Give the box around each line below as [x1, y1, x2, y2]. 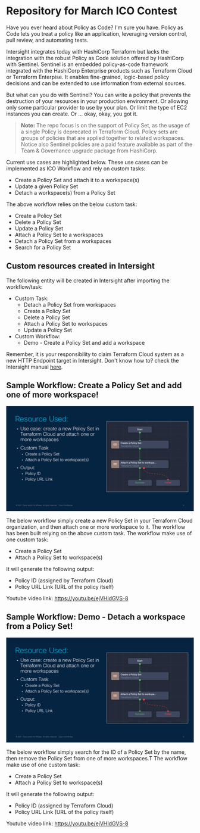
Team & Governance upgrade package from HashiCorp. [20, 147, 158, 154]
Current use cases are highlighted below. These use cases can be [6, 158, 168, 166]
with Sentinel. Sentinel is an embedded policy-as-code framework [6, 61, 168, 68]
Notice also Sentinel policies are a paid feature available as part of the [20, 141, 193, 148]
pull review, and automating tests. [6, 36, 89, 43]
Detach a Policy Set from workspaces [23, 301, 116, 308]
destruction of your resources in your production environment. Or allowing [6, 97, 189, 105]
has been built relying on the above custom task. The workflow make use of [6, 530, 192, 537]
